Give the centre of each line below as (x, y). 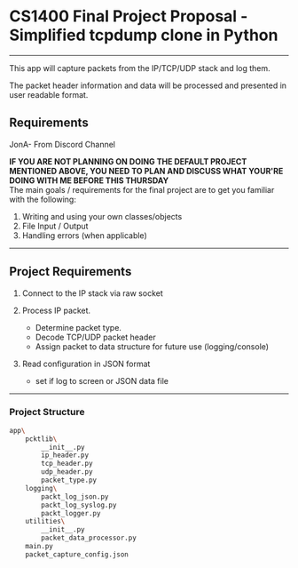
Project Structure (47, 412)
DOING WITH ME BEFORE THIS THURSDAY (89, 180)
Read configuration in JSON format (86, 364)
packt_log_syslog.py (79, 505)
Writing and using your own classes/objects (102, 216)
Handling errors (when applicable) (85, 235)
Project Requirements (71, 272)
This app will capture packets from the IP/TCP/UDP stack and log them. (140, 68)
